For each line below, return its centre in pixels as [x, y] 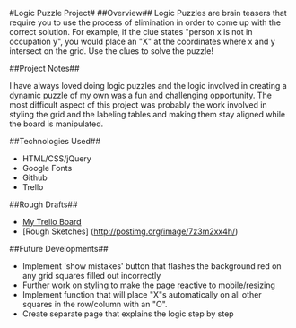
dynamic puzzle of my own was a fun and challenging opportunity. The [140, 95]
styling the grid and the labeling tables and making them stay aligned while [147, 114]
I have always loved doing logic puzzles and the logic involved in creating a [148, 86]
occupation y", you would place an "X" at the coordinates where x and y [142, 41]
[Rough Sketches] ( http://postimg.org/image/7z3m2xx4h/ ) [130, 231]
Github [35, 177]
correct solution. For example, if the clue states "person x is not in [131, 32]
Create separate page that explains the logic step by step [128, 314]
